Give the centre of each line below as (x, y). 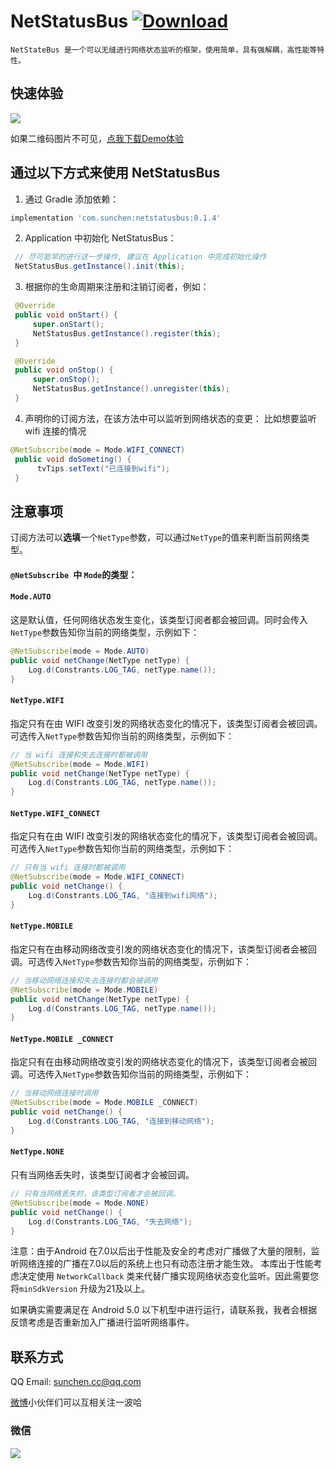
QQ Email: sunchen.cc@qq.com (76, 1382)
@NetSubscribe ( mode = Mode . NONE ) (80, 1203)
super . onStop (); (66, 380)
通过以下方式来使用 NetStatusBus (115, 173)
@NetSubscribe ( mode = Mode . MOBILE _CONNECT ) (104, 1103)
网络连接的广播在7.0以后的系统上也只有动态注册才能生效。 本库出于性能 (166, 1264)
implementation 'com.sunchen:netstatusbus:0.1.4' (116, 218)
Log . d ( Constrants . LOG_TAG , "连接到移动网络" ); (121, 1121)
